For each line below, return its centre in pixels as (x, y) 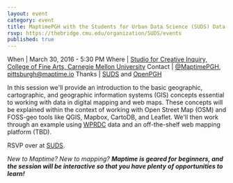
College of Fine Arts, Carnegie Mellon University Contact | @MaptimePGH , (114, 67)
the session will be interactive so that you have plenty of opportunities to (115, 166)
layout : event (28, 14)
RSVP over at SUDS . (36, 145)
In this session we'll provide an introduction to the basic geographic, (105, 88)
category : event (31, 20)
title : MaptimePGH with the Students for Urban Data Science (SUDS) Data (116, 26)
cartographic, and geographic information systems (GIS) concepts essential (116, 95)
